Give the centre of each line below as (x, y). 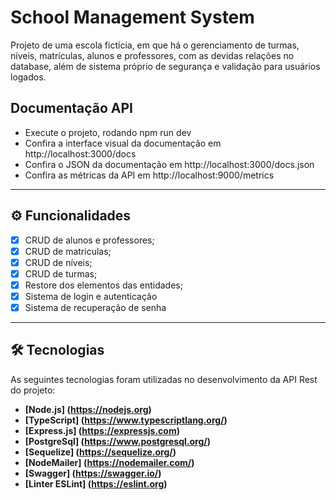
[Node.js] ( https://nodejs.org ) (88, 409)
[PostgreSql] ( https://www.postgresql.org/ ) (117, 441)
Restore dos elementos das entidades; (103, 285)
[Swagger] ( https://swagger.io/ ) (93, 473)
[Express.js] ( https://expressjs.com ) (102, 430)
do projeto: (33, 390)
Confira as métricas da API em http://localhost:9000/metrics (149, 175)
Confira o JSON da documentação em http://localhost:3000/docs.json (169, 164)
